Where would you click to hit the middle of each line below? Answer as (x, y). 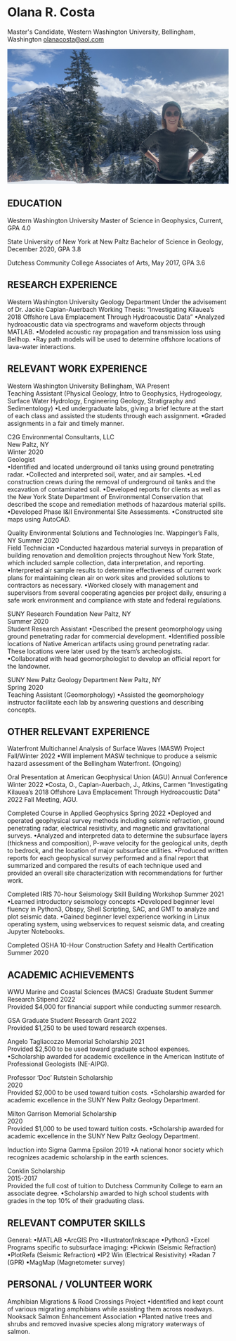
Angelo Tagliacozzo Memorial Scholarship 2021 (76, 1042)
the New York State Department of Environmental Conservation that (105, 496)
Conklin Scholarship (36, 1171)
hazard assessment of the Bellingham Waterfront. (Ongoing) (94, 764)
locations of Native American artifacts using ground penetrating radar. (109, 643)
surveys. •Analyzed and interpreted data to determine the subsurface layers (118, 836)
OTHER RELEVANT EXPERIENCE (78, 732)
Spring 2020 (25, 687)
